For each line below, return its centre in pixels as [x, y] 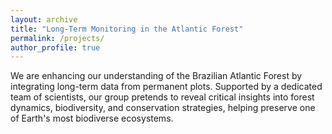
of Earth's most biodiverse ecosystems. [92, 118]
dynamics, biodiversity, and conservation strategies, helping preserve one [163, 108]
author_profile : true [55, 47]
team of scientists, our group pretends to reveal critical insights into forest [162, 97]
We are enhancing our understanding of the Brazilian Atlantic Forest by [156, 76]
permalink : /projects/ [57, 38]
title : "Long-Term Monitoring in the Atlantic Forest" [127, 29]
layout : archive [44, 19]
